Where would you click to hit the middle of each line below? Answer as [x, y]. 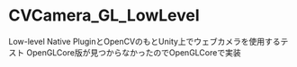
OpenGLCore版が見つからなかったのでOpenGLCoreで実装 [133, 52]
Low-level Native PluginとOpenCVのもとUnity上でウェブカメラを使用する [144, 41]
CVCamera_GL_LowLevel [104, 16]
